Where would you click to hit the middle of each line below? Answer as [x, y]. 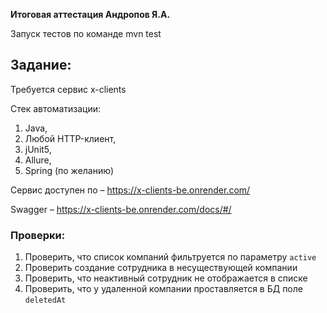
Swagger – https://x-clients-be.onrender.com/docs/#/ [121, 209]
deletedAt [45, 300]
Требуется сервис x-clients [68, 89]
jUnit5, [38, 149]
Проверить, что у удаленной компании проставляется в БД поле [163, 289]
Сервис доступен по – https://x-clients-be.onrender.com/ [130, 190]
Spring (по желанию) [69, 170]
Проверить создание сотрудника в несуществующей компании [161, 268]
